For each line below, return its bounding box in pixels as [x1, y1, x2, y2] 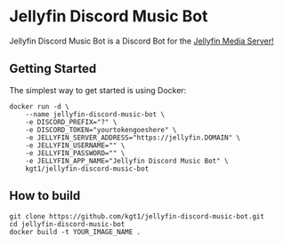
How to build [9, 188, 81, 203]
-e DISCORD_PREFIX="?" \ [25, 117, 117, 126]
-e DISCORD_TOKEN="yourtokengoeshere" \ [25, 125, 177, 134]
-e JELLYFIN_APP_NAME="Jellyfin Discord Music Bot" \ [25, 156, 229, 165]
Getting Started [9, 61, 97, 76]
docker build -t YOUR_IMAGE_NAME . [9, 227, 141, 236]
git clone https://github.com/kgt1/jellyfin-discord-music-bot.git [9, 211, 265, 221]
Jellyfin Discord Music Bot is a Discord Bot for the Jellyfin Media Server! [9, 36, 274, 46]
